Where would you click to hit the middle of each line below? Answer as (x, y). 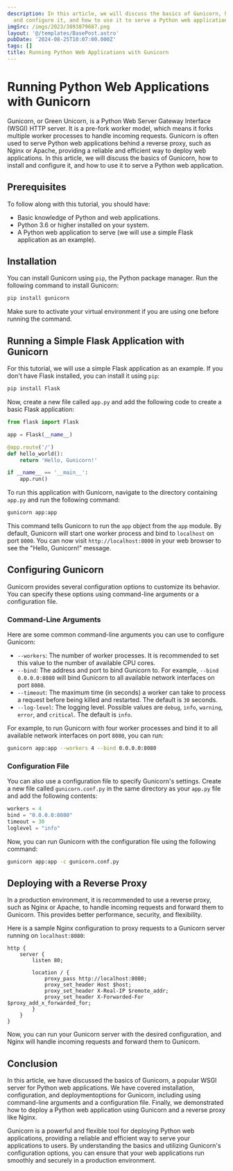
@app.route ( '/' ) (31, 447)
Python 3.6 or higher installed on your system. (83, 225)
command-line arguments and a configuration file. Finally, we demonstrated (115, 1103)
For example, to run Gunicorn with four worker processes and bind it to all (113, 728)
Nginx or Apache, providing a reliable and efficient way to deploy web (107, 150)
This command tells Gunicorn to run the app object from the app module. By (114, 526)
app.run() (34, 479)
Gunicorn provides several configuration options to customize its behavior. (114, 587)
